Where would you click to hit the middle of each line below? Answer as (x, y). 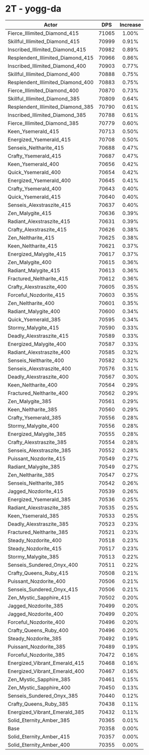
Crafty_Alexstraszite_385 (37, 442)
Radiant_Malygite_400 (34, 311)
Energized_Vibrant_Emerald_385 (46, 712)
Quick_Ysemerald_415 (34, 197)
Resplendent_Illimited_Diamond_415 (51, 57)
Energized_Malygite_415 (37, 254)
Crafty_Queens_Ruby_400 (38, 630)
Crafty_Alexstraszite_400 (37, 286)
